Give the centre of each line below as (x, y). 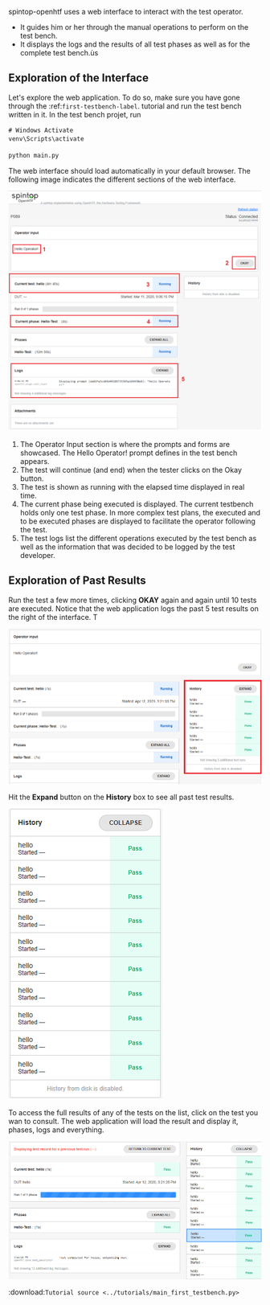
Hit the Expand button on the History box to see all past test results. (121, 797)
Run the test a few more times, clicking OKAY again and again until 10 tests (133, 600)
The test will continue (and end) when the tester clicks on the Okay (131, 470)
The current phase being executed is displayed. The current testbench (137, 504)
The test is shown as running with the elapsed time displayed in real (132, 486)
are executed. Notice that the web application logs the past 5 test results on (133, 608)
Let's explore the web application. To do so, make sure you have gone (124, 97)
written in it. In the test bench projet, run (75, 114)
